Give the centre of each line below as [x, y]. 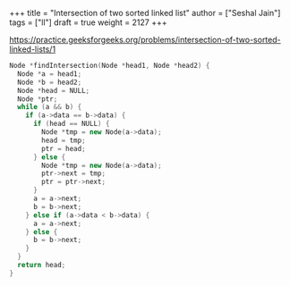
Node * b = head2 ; [50, 82]
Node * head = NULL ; [54, 90]
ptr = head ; [64, 148]
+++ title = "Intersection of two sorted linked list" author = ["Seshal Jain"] [145, 13]
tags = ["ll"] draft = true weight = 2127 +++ [88, 22]
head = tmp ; [64, 140]
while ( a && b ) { [50, 107]
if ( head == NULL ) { [71, 124]
